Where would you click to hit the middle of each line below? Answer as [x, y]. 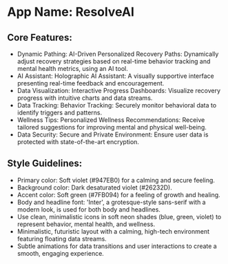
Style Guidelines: [45, 164]
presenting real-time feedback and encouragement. [91, 83]
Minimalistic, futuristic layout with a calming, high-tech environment [113, 231]
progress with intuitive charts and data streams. [85, 98]
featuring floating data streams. [62, 238]
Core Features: [40, 38]
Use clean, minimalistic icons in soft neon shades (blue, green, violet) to [119, 216]
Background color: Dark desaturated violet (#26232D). [94, 187]
